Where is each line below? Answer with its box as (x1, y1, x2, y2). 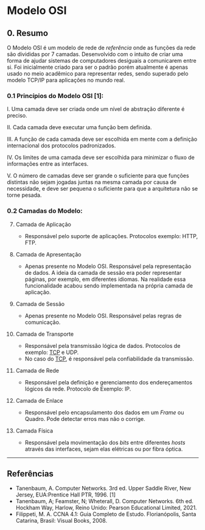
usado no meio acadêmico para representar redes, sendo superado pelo (7, 70, 189, 77)
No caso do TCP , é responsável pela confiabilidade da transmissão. (24, 355, 194, 362)
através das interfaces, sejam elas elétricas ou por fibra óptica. (24, 445, 183, 453)
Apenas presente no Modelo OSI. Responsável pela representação (24, 263, 192, 270)
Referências (7, 468, 54, 479)
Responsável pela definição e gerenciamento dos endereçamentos (24, 378, 193, 386)
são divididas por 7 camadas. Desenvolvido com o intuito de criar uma (7, 51, 183, 58)
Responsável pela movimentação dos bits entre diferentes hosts (24, 439, 186, 446)
